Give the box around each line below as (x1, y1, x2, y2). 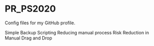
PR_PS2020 (5, 3, 56, 15)
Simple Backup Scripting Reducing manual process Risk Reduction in (5, 29, 149, 35)
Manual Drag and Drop (5, 35, 52, 41)
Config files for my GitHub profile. (5, 20, 76, 26)
